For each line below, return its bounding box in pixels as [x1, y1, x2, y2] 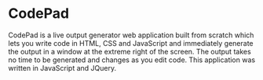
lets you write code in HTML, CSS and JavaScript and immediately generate [8, 38, 254, 47]
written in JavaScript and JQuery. [8, 63, 116, 72]
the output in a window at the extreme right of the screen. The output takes [8, 47, 251, 56]
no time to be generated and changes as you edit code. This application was [8, 55, 256, 64]
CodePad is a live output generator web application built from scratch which [8, 30, 254, 40]
